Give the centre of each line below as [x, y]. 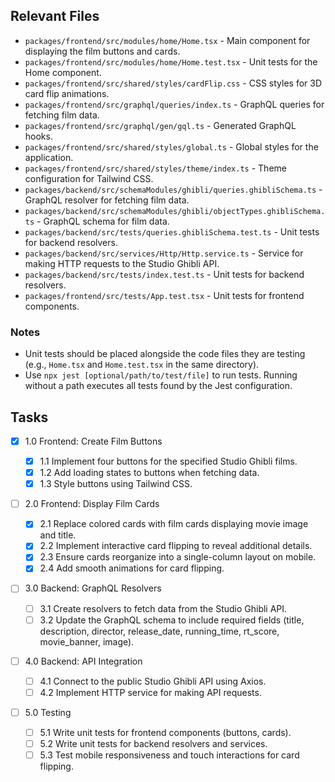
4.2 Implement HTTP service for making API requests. [150, 692]
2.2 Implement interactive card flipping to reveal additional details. [176, 546]
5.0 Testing [48, 712]
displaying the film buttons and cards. [102, 51]
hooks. [38, 136]
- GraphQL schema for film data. [103, 221]
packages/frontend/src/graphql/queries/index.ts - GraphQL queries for [174, 104]
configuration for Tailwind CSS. [89, 178]
